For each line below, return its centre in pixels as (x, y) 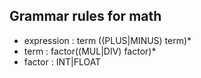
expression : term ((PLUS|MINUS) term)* (107, 40)
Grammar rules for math (85, 16)
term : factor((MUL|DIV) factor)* (90, 51)
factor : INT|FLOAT (62, 61)
